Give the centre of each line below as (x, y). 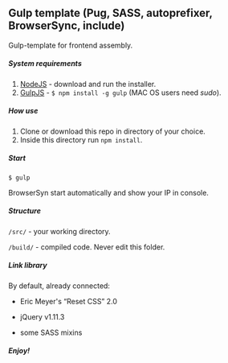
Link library (28, 266)
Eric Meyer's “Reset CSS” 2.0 (69, 301)
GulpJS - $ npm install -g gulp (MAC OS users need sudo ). (121, 93)
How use (23, 111)
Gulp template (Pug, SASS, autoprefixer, (110, 13)
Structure (25, 211)
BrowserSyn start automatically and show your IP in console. (108, 192)
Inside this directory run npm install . (81, 139)
